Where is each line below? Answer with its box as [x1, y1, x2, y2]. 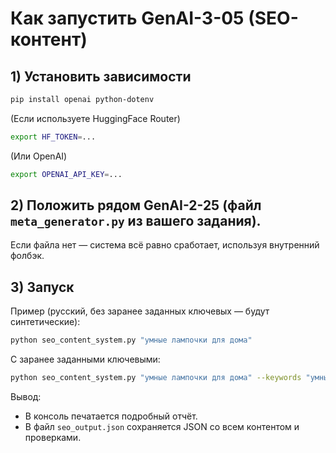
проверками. [24, 432, 82, 443]
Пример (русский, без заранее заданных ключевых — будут [10, 305, 270, 317]
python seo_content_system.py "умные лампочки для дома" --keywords [10, 373, 302, 383]
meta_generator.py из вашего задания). [10, 213, 262, 230]
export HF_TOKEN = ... [10, 132, 97, 142]
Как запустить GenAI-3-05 [10, 7, 245, 30]
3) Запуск [10, 278, 75, 296]
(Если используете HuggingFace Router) [10, 112, 181, 124]
